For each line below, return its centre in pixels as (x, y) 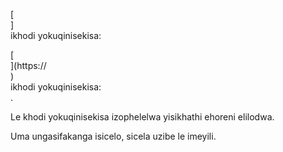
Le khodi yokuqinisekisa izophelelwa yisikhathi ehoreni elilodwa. (142, 117)
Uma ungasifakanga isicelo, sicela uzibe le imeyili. (113, 136)
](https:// (28, 65)
